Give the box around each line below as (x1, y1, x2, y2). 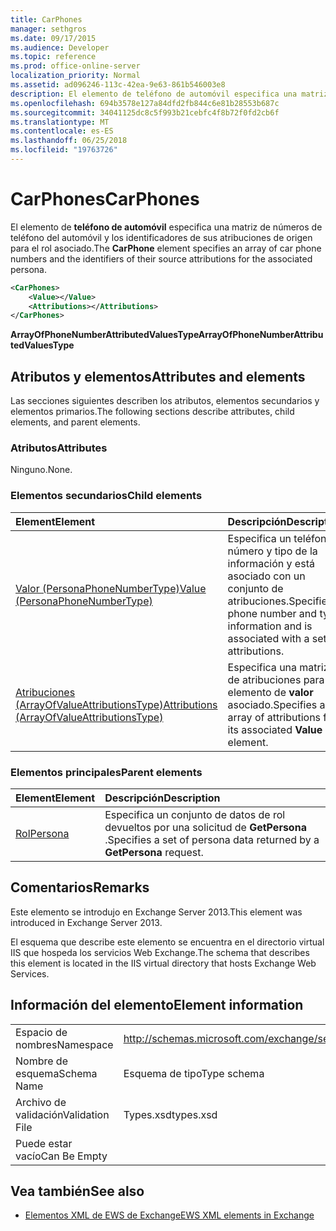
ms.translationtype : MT (10, 117, 110, 127)
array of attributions (227, 710, 322, 724)
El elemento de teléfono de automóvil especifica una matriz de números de (10, 221, 323, 233)
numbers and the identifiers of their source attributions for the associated (10, 252, 313, 265)
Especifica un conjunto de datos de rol (104, 808, 286, 822)
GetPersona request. (104, 846, 204, 860)
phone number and (227, 606, 318, 620)
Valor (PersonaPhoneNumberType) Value (15, 581, 207, 595)
